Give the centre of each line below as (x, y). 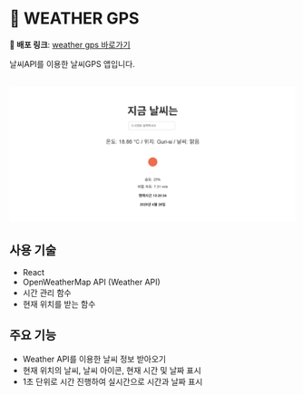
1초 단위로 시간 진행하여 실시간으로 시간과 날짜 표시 (112, 381)
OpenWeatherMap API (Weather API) (91, 282)
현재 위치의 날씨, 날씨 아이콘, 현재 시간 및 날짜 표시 (112, 370)
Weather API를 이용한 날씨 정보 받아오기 (94, 359)
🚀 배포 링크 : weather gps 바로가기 (70, 44)
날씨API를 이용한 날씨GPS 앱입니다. (73, 63)
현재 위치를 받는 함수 (59, 303)
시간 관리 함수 (47, 293)
